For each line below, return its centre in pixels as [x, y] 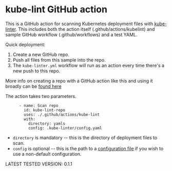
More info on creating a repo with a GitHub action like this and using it [79, 81]
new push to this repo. [36, 71]
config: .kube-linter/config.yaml [65, 128]
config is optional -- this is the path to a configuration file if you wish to [88, 148]
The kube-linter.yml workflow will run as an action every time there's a [89, 65]
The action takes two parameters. [41, 96]
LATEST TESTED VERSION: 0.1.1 [39, 164]
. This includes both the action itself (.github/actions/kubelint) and [85, 29]
